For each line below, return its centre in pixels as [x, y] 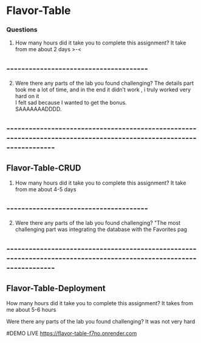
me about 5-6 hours [31, 309]
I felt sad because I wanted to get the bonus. [71, 103]
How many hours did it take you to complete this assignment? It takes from [100, 303]
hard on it [27, 96]
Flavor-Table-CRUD [44, 168]
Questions [22, 30]
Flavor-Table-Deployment [56, 288]
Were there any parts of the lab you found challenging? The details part [104, 83]
